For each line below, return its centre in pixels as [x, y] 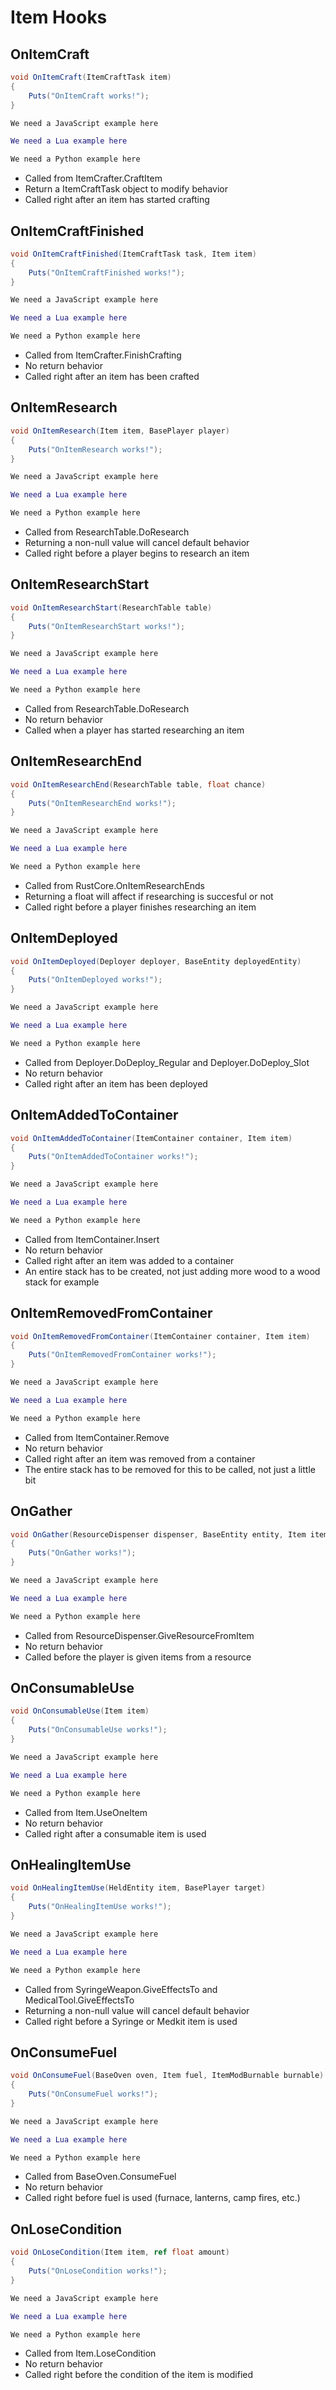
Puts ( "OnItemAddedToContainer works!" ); [113, 1157]
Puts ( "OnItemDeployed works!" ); [95, 980]
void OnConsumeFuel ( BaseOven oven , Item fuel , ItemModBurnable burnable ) [167, 2076]
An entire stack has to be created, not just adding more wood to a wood [172, 1271]
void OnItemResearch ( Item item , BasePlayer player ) [120, 431]
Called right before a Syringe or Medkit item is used [131, 2021]
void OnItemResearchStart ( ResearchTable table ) [111, 607]
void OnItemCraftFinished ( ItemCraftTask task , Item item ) [133, 254]
